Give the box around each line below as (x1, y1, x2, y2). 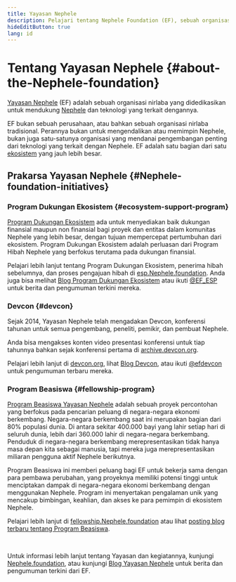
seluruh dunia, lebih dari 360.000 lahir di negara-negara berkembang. (7, 430, 210, 439)
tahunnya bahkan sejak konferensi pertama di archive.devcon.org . (7, 346, 199, 354)
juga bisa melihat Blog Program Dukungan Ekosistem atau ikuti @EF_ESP (7, 276, 218, 285)
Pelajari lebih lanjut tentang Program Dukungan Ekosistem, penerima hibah (7, 261, 223, 269)
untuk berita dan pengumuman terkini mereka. (7, 283, 142, 292)
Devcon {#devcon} (7, 301, 74, 311)
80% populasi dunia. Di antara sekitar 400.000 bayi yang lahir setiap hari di (7, 422, 226, 431)
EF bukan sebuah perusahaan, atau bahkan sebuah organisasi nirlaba (7, 119, 209, 128)
